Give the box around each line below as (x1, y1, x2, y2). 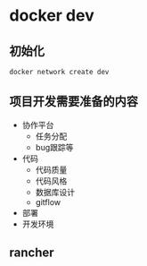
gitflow (35, 196, 61, 207)
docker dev (9, 5, 95, 26)
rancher (9, 245, 55, 261)
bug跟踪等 (35, 142, 74, 152)
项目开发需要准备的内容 (9, 94, 138, 109)
